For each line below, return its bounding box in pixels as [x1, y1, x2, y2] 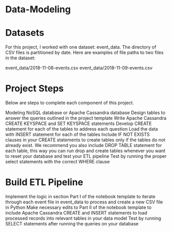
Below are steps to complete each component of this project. [5, 100, 134, 106]
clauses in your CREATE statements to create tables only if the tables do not [5, 137, 165, 143]
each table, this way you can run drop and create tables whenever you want [5, 147, 165, 154]
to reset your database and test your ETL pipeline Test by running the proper [5, 153, 167, 159]
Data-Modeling [5, 4, 71, 15]
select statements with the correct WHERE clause [5, 159, 110, 165]
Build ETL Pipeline [5, 177, 83, 188]
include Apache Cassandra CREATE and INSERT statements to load [5, 210, 147, 216]
